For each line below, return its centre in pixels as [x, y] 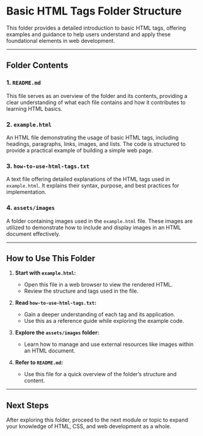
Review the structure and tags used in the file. [81, 291]
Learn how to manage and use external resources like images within [109, 344]
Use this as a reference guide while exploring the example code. [104, 321]
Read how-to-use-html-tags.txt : [56, 303]
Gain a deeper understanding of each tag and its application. [99, 314]
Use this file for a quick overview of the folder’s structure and [100, 374]
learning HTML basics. [34, 109]
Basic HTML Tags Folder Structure [94, 11]
